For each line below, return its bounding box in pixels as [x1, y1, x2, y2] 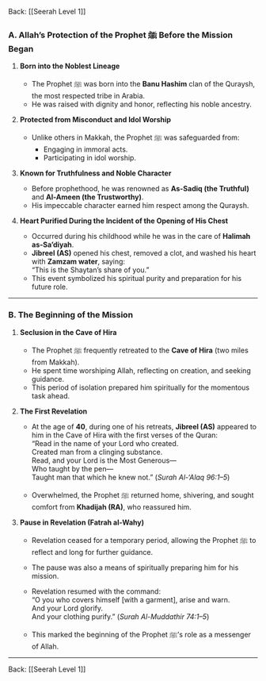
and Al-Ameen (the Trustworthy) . [31, 192, 144, 202]
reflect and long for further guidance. [31, 547, 153, 556]
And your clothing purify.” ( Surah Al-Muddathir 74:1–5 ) [31, 611, 210, 621]
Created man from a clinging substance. [31, 447, 163, 456]
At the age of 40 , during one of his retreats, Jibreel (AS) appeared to [31, 421, 257, 431]
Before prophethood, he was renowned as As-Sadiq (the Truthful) [31, 184, 249, 194]
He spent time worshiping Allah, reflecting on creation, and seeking [31, 365, 251, 375]
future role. [31, 282, 69, 292]
